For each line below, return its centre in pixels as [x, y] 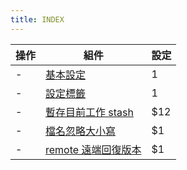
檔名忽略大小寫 [81, 131]
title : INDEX [37, 19]
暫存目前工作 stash [89, 112]
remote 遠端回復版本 [93, 149]
